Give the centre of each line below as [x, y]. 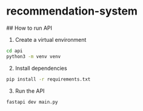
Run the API [30, 91]
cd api [15, 51]
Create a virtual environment [51, 39]
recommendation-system [72, 11]
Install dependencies [41, 68]
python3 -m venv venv [34, 56]
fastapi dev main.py [32, 102]
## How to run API [29, 28]
